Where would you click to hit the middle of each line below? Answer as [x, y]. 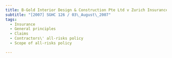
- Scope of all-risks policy [41, 43]
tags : [11, 19]
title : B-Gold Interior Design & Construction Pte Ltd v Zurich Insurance [87, 10]
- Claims [19, 34]
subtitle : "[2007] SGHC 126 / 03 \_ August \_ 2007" [58, 15]
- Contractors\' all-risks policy [47, 39]
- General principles [33, 29]
